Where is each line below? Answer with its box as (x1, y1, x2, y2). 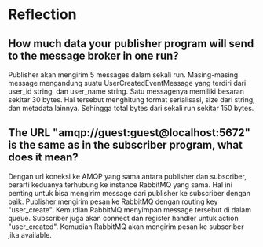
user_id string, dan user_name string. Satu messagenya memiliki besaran (8, 87, 245, 96)
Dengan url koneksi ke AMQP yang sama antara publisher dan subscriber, (8, 171, 247, 181)
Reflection (8, 6, 77, 24)
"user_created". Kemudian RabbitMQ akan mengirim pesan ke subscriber (8, 222, 244, 231)
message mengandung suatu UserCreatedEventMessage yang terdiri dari (8, 79, 247, 87)
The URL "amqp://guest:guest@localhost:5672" (8, 126, 251, 139)
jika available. (8, 230, 53, 239)
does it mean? (8, 151, 79, 164)
